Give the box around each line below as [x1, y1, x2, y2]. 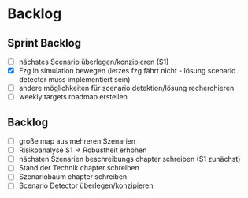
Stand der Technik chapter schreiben [18, 163, 139, 173]
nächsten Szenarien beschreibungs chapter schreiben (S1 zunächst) [18, 155, 241, 164]
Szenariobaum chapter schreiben [18, 172, 128, 181]
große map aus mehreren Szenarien [18, 136, 135, 146]
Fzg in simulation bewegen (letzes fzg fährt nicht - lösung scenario [18, 66, 236, 76]
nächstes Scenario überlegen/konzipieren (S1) [18, 57, 169, 66]
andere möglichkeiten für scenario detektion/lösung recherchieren [18, 84, 235, 93]
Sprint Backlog [7, 36, 82, 50]
